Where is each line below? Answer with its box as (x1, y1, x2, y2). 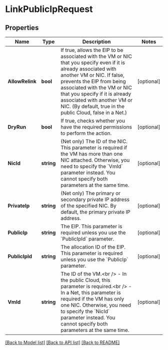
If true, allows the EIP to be (60, 46, 123, 53)
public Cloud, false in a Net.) (60, 109, 127, 116)
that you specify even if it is (60, 59, 125, 66)
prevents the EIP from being (60, 78, 126, 84)
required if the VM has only (60, 295, 124, 302)
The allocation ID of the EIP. (60, 243, 126, 250)
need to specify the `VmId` (60, 163, 123, 169)
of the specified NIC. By (60, 202, 116, 209)
